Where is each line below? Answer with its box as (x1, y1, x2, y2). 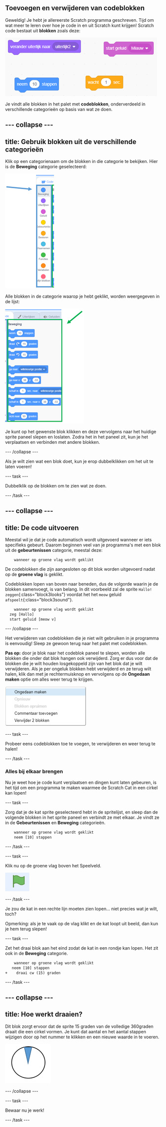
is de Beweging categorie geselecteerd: (5, 163, 87, 170)
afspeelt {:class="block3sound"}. (5, 597, 73, 603)
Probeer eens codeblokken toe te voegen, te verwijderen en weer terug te (5, 741, 156, 747)
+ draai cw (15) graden (5, 970, 61, 975)
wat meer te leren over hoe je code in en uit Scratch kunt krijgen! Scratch (5, 22, 154, 28)
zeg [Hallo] (9, 612, 35, 617)
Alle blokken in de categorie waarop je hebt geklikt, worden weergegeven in (5, 293, 160, 299)
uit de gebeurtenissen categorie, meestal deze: (5, 547, 103, 553)
